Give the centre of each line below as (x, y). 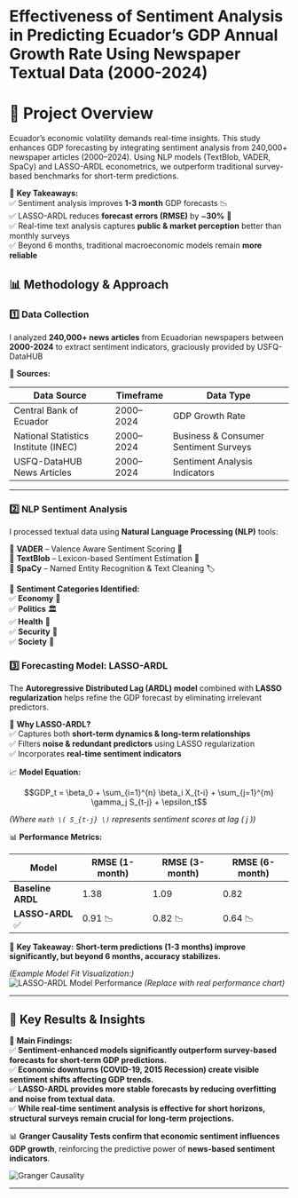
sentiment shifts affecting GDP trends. (82, 1080)
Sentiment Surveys (212, 447)
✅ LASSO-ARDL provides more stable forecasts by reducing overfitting (143, 1089)
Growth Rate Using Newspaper (125, 54)
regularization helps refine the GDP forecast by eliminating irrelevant (136, 698)
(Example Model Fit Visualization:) (72, 973)
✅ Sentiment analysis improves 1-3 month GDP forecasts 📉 (119, 203)
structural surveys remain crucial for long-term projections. (122, 1119)
